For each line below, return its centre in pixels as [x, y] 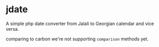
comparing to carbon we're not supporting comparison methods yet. [77, 39]
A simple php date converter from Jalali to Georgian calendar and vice [80, 24]
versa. [13, 29]
